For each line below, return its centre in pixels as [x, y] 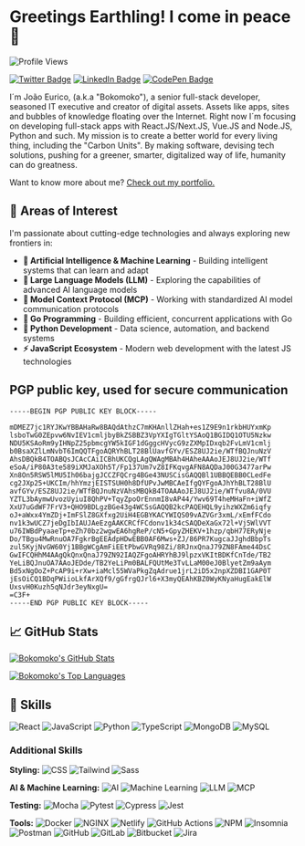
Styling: [25, 770]
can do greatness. [43, 164]
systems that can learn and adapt [85, 270]
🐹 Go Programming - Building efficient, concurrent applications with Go [157, 319]
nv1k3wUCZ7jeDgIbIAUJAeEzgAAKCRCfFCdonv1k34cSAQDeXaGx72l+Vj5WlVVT [141, 523]
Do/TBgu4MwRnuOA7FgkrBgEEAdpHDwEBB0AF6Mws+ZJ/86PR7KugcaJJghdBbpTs [141, 539]
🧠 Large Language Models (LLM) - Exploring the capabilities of [142, 279]
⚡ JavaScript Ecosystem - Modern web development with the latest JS [157, 348]
